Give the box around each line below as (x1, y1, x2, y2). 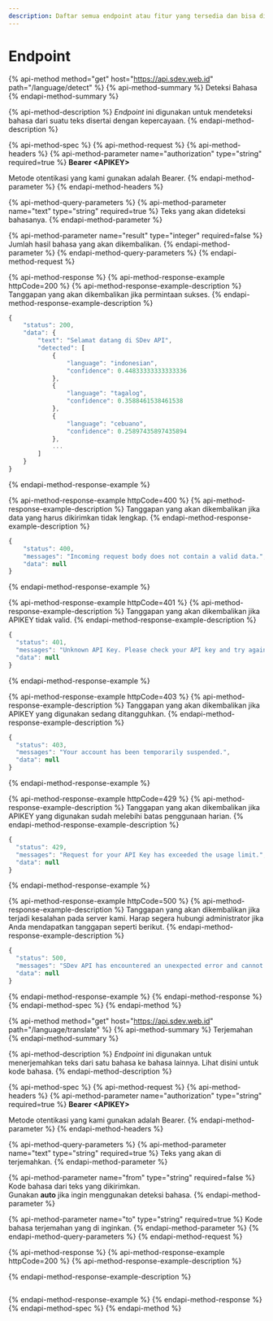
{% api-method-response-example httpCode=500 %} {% (8, 896, 201, 906)
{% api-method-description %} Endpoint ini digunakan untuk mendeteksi (8, 107, 253, 116)
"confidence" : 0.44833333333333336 (66, 367, 187, 375)
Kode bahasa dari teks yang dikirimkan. (8, 1181, 141, 1191)
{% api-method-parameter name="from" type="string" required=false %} (8, 1172, 256, 1182)
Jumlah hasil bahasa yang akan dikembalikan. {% (8, 239, 174, 249)
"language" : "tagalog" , (66, 390, 148, 398)
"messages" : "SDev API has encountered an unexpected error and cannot (15, 961, 264, 970)
